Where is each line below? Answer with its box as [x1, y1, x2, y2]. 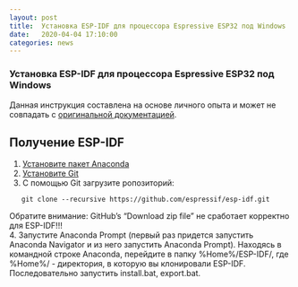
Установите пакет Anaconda [21, 159, 130, 170]
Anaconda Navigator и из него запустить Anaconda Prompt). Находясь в [9, 239, 282, 250]
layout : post [9, 13, 58, 22]
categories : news [9, 38, 74, 48]
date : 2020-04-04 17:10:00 [9, 30, 118, 39]
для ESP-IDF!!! [9, 221, 63, 231]
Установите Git [21, 168, 79, 179]
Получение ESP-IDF [9, 135, 125, 150]
